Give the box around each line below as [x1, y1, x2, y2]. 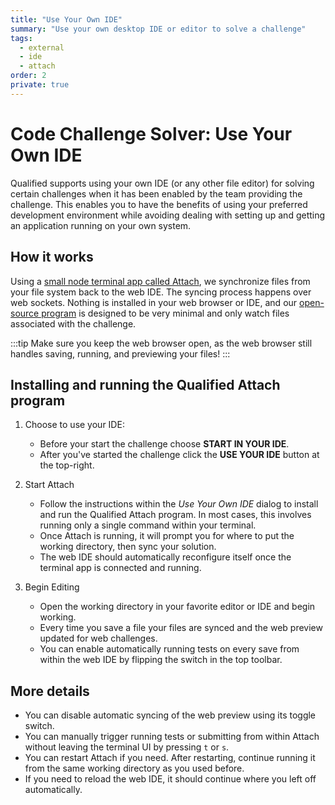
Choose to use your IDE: [24, 419, 125, 431]
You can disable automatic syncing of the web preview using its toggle [24, 709, 317, 721]
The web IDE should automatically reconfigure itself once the [39, 551, 292, 563]
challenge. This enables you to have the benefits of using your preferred [10, 198, 308, 210]
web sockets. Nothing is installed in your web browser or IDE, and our [10, 296, 298, 308]
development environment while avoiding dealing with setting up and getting [10, 209, 326, 221]
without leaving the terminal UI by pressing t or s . [24, 741, 230, 753]
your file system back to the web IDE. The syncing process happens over [10, 286, 312, 298]
